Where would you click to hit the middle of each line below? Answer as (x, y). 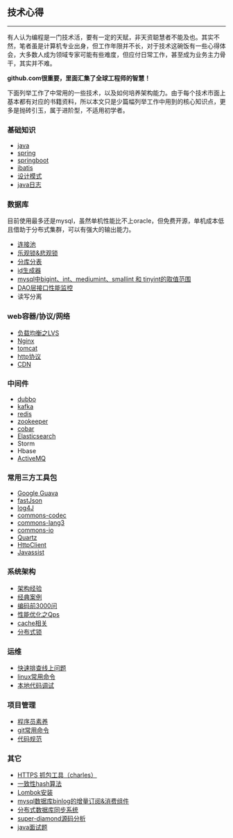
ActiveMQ (32, 458)
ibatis (25, 168)
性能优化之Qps (38, 614)
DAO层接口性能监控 (45, 288)
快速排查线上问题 (42, 667)
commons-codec (42, 515)
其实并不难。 (37, 63)
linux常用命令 (36, 677)
